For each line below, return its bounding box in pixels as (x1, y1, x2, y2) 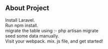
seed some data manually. (5, 33, 59, 39)
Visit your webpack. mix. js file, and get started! (5, 38, 103, 44)
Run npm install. (5, 22, 38, 28)
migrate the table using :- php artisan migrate (5, 27, 98, 34)
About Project (5, 4, 49, 12)
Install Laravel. (5, 17, 35, 23)
